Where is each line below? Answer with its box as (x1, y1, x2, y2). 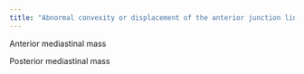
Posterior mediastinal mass (9, 55, 110, 66)
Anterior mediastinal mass (9, 38, 107, 49)
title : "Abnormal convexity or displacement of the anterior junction (9, 13, 281, 23)
